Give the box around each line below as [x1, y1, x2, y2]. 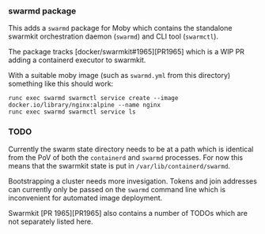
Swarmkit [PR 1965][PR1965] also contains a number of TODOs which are [8, 208, 248, 217]
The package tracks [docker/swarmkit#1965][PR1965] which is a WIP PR [8, 47, 245, 57]
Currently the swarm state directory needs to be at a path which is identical [8, 144, 254, 154]
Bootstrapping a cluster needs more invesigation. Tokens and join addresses [8, 176, 257, 186]
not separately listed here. [8, 217, 93, 226]
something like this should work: [8, 79, 114, 88]
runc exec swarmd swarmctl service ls [8, 108, 136, 116]
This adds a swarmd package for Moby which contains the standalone [8, 24, 233, 33]
